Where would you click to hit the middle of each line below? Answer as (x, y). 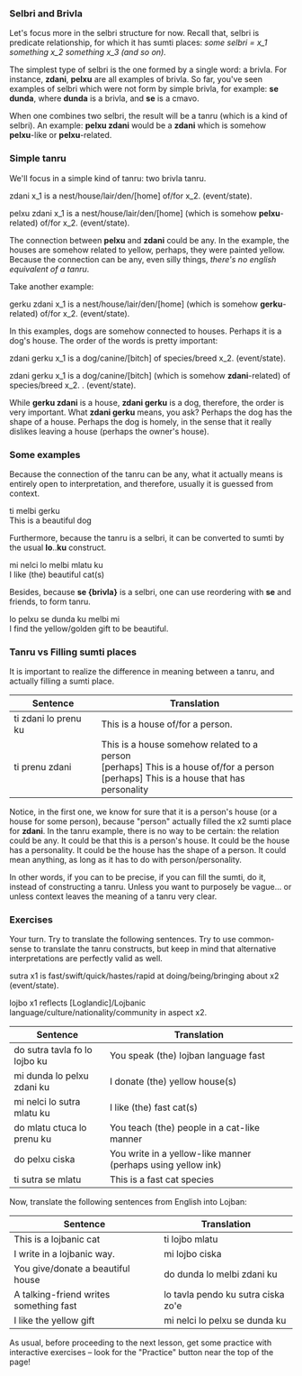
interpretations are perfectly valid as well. (86, 959)
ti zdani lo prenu (48, 719)
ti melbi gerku (35, 510)
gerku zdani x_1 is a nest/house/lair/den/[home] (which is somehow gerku (146, 304)
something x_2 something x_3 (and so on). (88, 52)
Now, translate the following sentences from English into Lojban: (128, 1202)
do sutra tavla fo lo (53, 1050)
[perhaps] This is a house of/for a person (188, 767)
